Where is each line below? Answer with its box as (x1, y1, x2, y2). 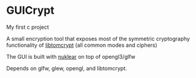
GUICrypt (6, 4, 54, 17)
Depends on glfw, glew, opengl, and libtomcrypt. (6, 64, 127, 72)
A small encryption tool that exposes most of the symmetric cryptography (6, 35, 191, 42)
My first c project (6, 23, 50, 31)
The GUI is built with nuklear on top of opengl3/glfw (6, 53, 136, 60)
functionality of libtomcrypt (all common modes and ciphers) (6, 41, 157, 49)
